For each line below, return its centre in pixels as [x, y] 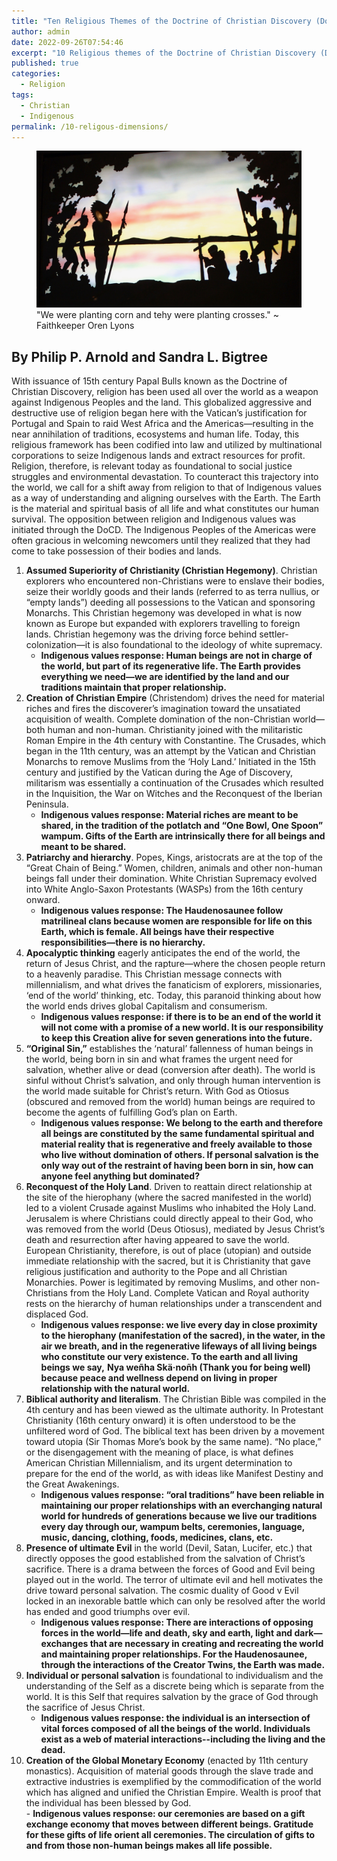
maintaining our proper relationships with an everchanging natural [181, 1506]
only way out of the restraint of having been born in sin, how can [177, 1166]
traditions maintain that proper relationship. [134, 687]
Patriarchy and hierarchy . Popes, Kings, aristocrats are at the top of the [174, 857]
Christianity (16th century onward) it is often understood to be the [160, 1421]
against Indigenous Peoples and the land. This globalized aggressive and [162, 402]
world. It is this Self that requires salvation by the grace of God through [172, 1697]
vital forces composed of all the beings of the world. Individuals [175, 1729]
